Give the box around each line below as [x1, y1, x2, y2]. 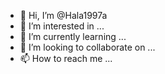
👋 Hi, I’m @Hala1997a [19, 10, 108, 21]
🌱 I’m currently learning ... [19, 31, 127, 42]
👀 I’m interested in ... [19, 20, 105, 32]
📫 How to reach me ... [19, 53, 113, 64]
